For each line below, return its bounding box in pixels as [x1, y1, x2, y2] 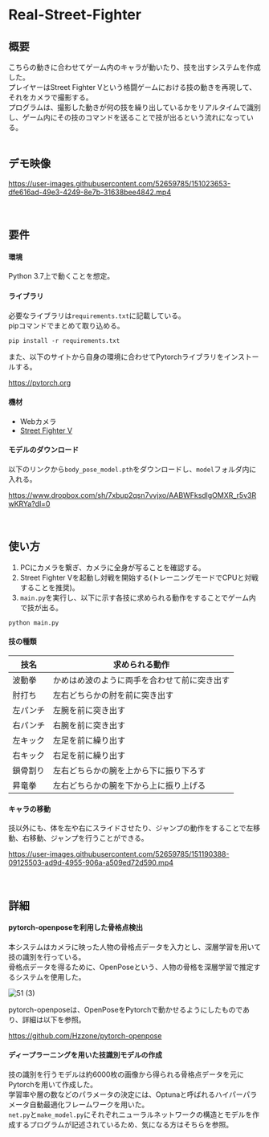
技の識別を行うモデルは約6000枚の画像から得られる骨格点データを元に [8, 1070, 245, 1079]
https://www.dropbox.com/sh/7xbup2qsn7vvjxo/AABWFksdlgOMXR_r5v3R [8, 491, 257, 500]
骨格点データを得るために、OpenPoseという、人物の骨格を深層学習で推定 [8, 962, 255, 972]
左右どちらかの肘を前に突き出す [52, 690, 174, 701]
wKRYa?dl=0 [8, 499, 51, 509]
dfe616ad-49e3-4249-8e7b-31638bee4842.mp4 [8, 187, 171, 197]
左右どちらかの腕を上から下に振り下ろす [52, 765, 206, 776]
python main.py [8, 618, 59, 627]
